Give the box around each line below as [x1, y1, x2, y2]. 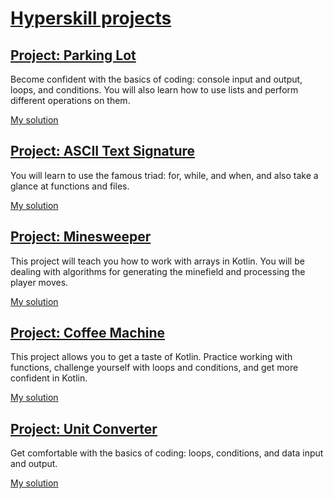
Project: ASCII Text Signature [10, 143, 196, 160]
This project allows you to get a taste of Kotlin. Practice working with [10, 351, 293, 363]
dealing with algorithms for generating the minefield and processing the [10, 265, 306, 277]
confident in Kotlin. [10, 372, 88, 384]
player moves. [10, 276, 69, 288]
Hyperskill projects [10, 7, 172, 30]
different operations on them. [10, 95, 131, 106]
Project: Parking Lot [10, 47, 137, 64]
